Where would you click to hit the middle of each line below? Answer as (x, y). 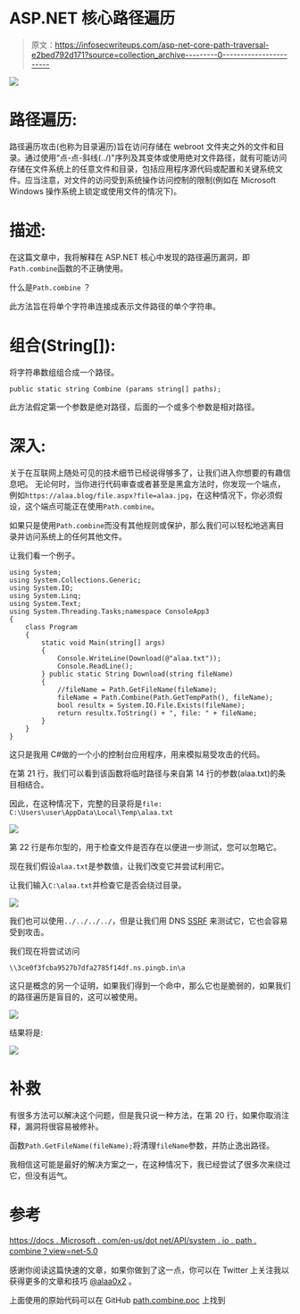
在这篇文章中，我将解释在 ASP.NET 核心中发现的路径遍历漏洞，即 (130, 257)
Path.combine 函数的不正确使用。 (68, 268)
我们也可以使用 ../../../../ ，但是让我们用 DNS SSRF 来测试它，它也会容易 (149, 921)
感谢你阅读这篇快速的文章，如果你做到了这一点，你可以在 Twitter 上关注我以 (150, 1269)
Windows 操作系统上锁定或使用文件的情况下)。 (96, 191)
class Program (51, 627)
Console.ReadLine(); (95, 666)
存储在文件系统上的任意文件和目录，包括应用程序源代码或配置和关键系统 (142, 168)
